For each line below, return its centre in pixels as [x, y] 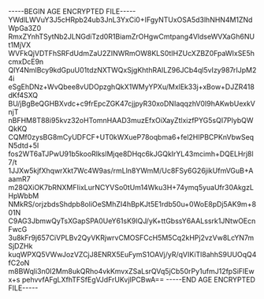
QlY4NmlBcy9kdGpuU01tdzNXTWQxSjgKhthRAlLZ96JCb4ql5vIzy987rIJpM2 [132, 70]
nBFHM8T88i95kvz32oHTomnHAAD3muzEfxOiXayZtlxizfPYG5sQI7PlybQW [131, 120]
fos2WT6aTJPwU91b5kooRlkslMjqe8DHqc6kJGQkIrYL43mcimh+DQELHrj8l [131, 154]
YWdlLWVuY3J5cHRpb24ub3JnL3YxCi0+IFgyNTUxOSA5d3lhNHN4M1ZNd [130, 20]
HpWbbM [24, 196]
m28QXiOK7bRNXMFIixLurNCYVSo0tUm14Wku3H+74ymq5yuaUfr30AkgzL [131, 187]
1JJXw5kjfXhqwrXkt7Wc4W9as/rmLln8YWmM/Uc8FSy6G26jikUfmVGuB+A [131, 170]
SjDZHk [20, 246]
